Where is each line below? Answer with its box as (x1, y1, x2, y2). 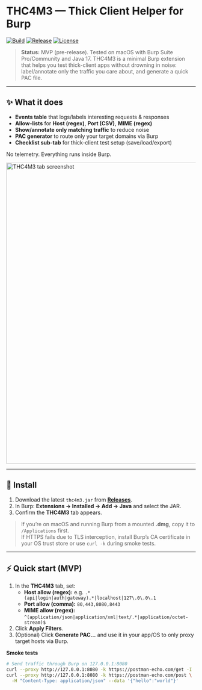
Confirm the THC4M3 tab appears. (14, 509, 102, 516)
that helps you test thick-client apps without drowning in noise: (20, 61, 177, 69)
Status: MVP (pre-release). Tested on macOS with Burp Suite (20, 48, 173, 55)
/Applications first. (20, 527, 69, 534)
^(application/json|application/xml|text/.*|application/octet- (23, 614, 189, 621)
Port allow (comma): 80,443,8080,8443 (23, 600, 121, 608)
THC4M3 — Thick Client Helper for (6, 4, 184, 18)
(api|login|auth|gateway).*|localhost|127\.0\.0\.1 (23, 595, 156, 601)
